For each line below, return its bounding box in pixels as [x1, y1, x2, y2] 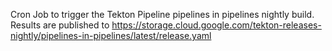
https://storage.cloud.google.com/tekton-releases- [111, 19, 322, 31]
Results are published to [10, 19, 110, 31]
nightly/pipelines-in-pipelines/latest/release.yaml [10, 30, 212, 41]
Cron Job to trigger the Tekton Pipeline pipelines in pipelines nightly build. [10, 9, 315, 20]
